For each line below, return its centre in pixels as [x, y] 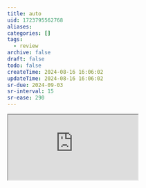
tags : [15, 40]
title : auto [24, 14]
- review [26, 46]
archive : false [29, 53]
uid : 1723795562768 [35, 20]
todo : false [24, 65]
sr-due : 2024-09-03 [35, 85]
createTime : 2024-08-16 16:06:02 [55, 72]
